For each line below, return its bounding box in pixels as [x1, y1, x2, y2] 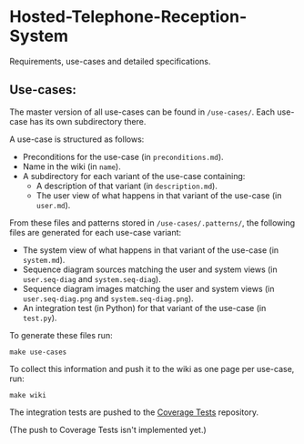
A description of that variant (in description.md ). [35, 180, 218, 191]
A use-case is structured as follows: [9, 134, 145, 145]
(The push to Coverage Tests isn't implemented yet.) [9, 424, 207, 435]
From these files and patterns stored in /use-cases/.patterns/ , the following [9, 217, 296, 228]
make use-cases [9, 348, 67, 357]
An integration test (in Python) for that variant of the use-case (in [22, 302, 267, 313]
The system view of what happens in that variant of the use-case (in [22, 244, 279, 256]
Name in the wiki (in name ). [22, 161, 121, 172]
